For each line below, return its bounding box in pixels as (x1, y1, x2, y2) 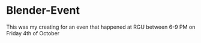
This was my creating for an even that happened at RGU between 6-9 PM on (6, 23, 196, 30)
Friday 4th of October (6, 29, 60, 36)
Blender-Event (6, 4, 80, 17)
